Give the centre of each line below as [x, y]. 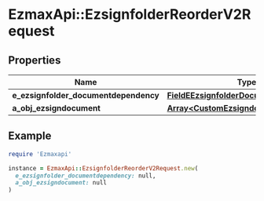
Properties [35, 60]
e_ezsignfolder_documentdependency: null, [86, 175]
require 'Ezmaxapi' [40, 154]
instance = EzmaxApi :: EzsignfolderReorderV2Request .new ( [103, 168]
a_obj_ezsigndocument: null [61, 183]
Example [30, 136]
